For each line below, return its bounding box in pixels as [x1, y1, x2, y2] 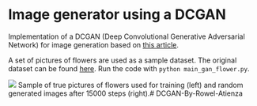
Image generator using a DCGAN [8, 6, 227, 24]
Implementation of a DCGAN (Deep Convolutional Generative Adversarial [8, 32, 245, 41]
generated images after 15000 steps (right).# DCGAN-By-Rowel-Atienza [8, 89, 244, 98]
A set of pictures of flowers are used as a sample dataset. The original [8, 55, 237, 65]
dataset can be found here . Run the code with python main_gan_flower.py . [8, 63, 250, 73]
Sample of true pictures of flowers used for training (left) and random [17, 80, 244, 89]
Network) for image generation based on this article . [8, 40, 180, 49]
